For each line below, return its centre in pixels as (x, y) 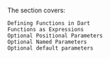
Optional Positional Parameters (55, 36)
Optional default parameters (50, 48)
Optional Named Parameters (47, 42)
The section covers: (37, 10)
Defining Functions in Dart (49, 23)
